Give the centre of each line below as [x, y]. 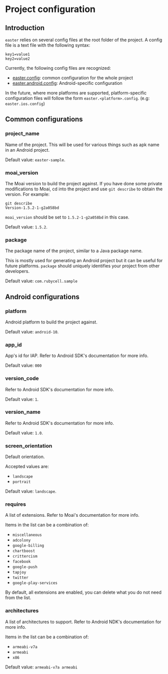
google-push [25, 567]
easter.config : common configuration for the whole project [73, 78]
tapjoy [19, 573]
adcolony [21, 540]
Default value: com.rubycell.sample [41, 281]
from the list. [18, 598]
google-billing [28, 546]
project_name [22, 134]
